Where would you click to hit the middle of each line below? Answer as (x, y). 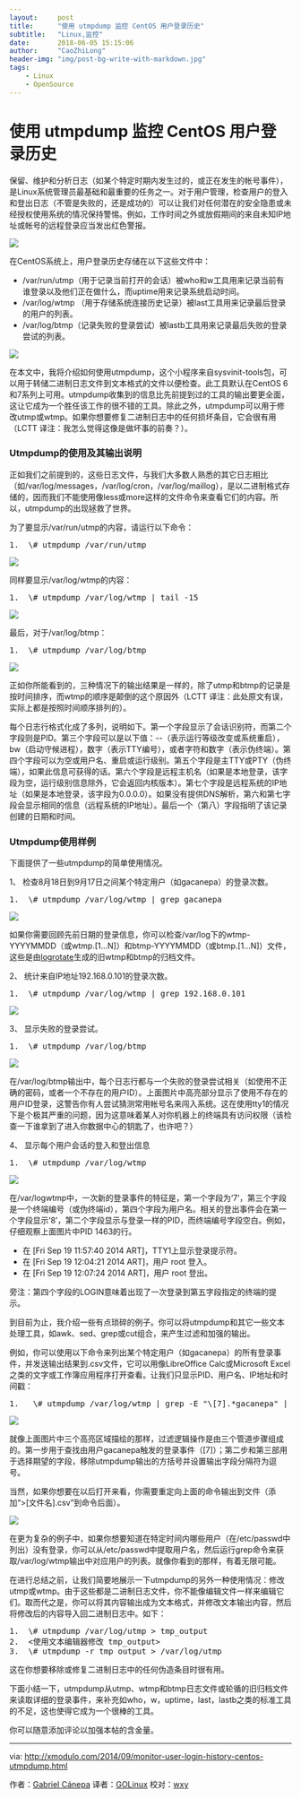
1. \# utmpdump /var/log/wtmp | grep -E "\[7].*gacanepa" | (149, 1404)
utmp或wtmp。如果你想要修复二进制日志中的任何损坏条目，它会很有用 (146, 417)
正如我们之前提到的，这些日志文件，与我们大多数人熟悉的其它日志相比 (139, 474)
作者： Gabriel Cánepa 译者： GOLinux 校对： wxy (99, 1785)
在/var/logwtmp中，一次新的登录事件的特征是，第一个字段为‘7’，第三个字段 (148, 1198)
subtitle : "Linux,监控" (56, 34)
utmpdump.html (39, 1766)
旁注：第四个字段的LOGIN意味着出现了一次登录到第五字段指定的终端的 (139, 1292)
